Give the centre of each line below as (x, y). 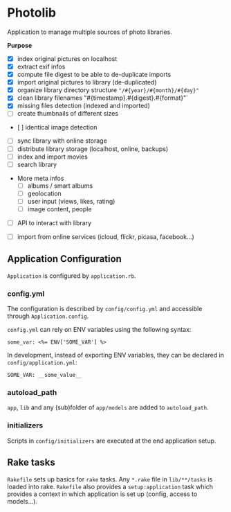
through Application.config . (48, 316)
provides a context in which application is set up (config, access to (102, 494)
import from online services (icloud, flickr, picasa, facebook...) (106, 237)
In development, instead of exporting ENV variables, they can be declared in (116, 355)
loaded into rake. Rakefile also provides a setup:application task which (110, 486)
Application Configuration (65, 259)
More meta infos (40, 178)
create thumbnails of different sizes (68, 114)
